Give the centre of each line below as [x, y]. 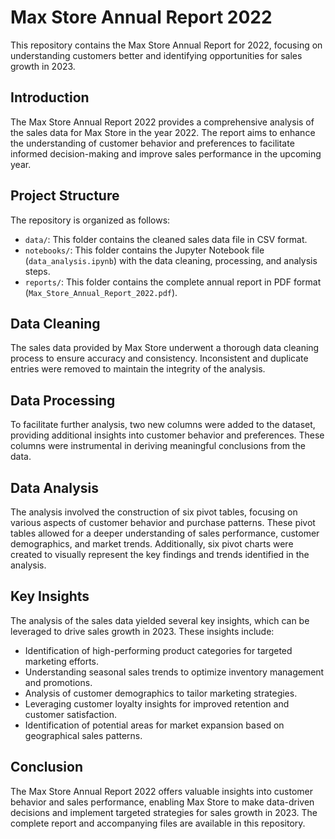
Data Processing [63, 400]
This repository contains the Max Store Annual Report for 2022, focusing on [166, 45]
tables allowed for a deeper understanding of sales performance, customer [165, 533]
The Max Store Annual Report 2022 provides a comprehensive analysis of [162, 122]
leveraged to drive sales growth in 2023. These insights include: [142, 631]
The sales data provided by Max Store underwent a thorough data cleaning [165, 348]
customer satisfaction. [71, 714]
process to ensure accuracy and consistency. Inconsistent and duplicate [159, 358]
